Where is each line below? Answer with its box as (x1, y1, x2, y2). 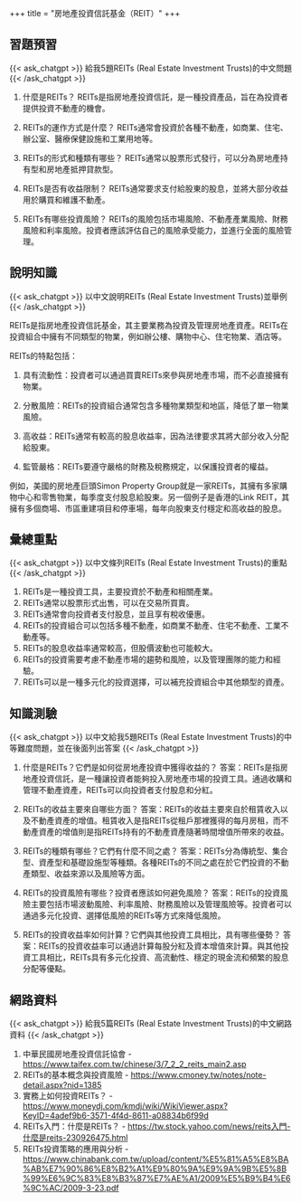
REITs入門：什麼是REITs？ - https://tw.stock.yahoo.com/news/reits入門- (22, 1121, 291, 1132)
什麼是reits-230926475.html (22, 1132, 128, 1143)
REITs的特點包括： (9, 350, 79, 361)
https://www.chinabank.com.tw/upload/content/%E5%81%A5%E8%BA (22, 1154, 289, 1165)
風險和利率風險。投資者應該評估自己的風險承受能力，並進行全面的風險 (22, 224, 285, 235)
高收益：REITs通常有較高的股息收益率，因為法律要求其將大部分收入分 (22, 431, 282, 441)
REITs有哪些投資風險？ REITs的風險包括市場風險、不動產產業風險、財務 (22, 213, 288, 224)
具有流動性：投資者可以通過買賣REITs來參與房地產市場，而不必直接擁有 (22, 369, 289, 380)
